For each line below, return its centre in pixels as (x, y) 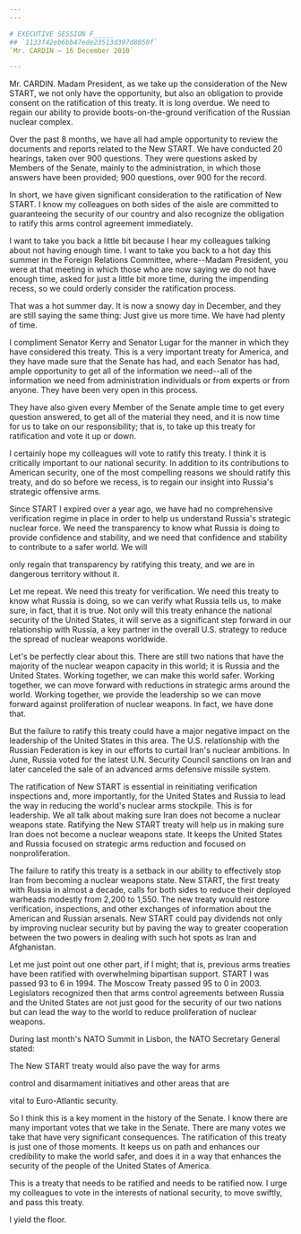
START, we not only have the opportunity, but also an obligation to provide (146, 93)
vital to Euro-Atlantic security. (64, 1101)
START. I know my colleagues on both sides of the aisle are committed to (144, 205)
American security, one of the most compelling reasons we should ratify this (150, 473)
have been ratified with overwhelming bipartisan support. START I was (139, 974)
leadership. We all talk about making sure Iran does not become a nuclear (145, 815)
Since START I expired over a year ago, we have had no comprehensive (141, 509)
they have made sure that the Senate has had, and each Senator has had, (145, 362)
